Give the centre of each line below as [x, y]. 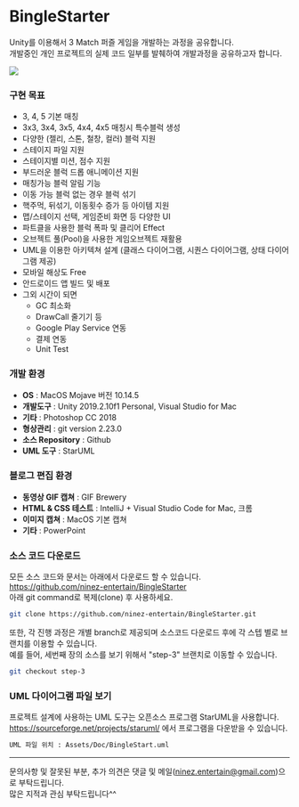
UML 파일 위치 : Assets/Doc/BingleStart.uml [89, 746]
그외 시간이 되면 [49, 295]
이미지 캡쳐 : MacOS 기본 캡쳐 [74, 519]
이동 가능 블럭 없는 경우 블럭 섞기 [79, 194]
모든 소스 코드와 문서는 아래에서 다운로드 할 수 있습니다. [105, 577]
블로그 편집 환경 [41, 476]
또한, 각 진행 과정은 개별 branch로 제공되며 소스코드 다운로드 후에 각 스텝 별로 [144, 632]
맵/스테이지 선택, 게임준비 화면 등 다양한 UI [96, 216]
